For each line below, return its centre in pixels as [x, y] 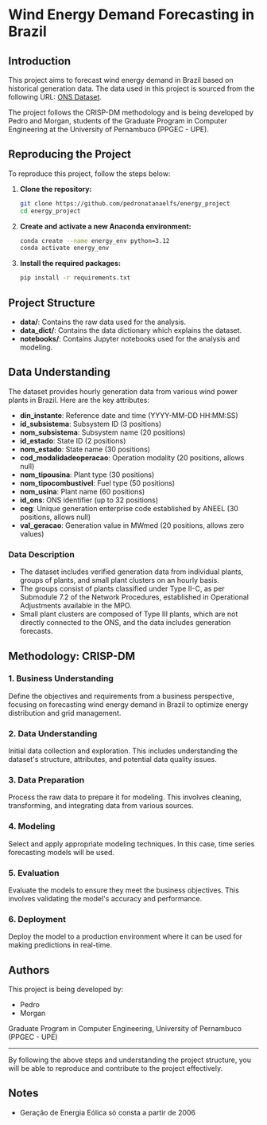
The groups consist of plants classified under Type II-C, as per [122, 589]
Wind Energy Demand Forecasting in [132, 15]
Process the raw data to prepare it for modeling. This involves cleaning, [125, 797]
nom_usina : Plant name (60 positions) [82, 491]
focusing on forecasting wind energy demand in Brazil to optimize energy [128, 704]
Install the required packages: [70, 264]
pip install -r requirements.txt [75, 278]
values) [32, 533]
